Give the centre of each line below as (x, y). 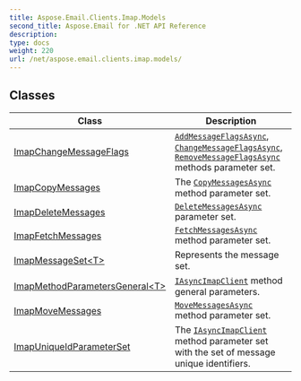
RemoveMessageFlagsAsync (227, 157)
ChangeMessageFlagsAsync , (228, 147)
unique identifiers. (212, 363)
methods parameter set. (225, 167)
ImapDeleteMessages (60, 212)
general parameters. (217, 291)
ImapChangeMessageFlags (72, 152)
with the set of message (225, 352)
